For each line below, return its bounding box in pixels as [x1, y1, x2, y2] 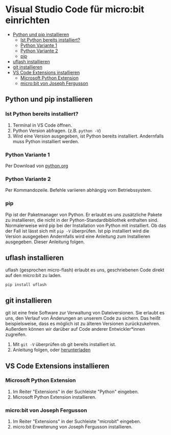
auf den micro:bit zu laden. [5, 272, 62, 279]
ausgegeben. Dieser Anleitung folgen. [5, 239, 85, 245]
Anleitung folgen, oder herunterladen [12, 347, 91, 353]
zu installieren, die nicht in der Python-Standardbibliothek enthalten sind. [5, 217, 159, 223]
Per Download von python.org [5, 163, 68, 169]
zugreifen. [5, 331, 27, 338]
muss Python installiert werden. [12, 138, 79, 144]
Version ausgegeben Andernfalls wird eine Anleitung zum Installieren [5, 233, 151, 239]
